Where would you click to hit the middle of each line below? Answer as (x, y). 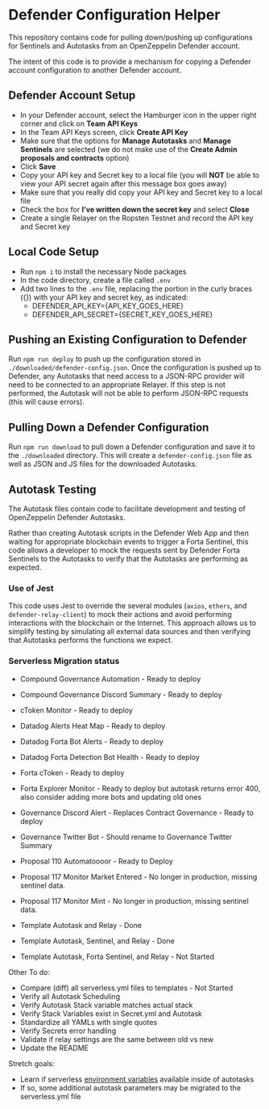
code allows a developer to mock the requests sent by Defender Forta (124, 550)
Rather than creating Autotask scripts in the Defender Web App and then (129, 533)
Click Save (38, 166)
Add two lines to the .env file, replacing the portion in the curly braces (136, 288)
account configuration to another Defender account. (95, 69)
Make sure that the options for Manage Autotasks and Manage (126, 141)
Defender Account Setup (72, 96)
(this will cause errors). (46, 402)
